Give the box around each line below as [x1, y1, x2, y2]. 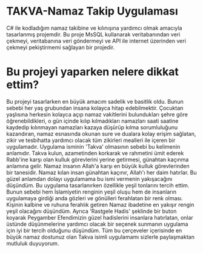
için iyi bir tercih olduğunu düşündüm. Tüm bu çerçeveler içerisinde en [6, 226, 182, 234]
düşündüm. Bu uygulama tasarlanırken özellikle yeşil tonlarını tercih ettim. [6, 181, 190, 189]
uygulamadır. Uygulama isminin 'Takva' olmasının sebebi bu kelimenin [6, 143, 181, 150]
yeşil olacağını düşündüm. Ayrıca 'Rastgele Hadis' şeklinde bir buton [6, 207, 177, 215]
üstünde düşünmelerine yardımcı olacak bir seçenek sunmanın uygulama [6, 220, 188, 228]
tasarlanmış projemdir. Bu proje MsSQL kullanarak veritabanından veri [6, 30, 181, 38]
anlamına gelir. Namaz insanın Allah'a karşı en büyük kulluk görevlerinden [6, 162, 190, 169]
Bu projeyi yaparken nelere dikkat [6, 65, 179, 79]
